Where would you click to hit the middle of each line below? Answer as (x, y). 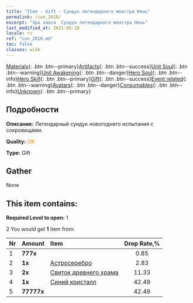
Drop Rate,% (142, 244)
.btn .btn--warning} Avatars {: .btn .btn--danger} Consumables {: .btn (87, 85)
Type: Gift (18, 152)
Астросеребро (71, 263)
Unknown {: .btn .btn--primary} (54, 91)
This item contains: (42, 204)
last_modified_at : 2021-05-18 (43, 28)
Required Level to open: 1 (37, 218)
